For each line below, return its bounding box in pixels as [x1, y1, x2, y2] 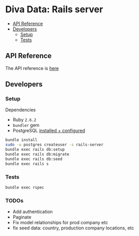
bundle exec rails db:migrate [5, 152, 70, 157]
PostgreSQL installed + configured [12, 128, 86, 134]
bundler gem [12, 122, 40, 128]
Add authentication [12, 208, 53, 215]
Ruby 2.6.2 [12, 116, 37, 123]
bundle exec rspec [5, 185, 44, 190]
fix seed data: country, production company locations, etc [12, 225, 134, 231]
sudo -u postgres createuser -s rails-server [5, 142, 103, 148]
